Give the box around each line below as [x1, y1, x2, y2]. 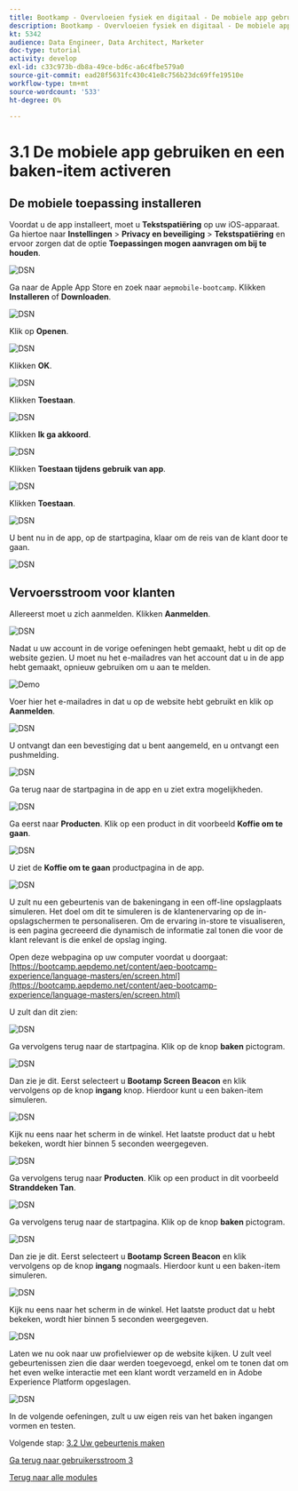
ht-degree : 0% [9, 95, 62, 105]
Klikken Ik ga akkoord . [9, 429, 91, 440]
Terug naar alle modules [9, 1472, 98, 1483]
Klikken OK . [9, 361, 52, 371]
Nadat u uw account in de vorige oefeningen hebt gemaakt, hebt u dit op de [9, 643, 286, 654]
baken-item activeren [9, 161, 171, 180]
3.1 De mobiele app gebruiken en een [9, 141, 286, 162]
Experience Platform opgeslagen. [9, 1376, 131, 1387]
